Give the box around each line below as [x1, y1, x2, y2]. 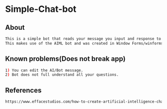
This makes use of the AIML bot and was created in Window [5, 41, 130, 46]
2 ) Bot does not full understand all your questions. [5, 72, 119, 77]
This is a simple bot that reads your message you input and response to [5, 36, 162, 41]
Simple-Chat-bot [5, 3, 77, 15]
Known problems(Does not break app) [5, 54, 126, 63]
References [5, 86, 42, 95]
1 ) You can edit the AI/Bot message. [5, 68, 83, 73]
